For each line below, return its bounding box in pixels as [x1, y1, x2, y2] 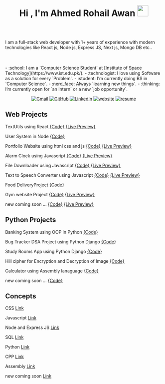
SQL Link [5, 334, 24, 340]
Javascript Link [5, 315, 36, 321]
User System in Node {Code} [5, 133, 65, 139]
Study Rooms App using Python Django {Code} [5, 248, 102, 254]
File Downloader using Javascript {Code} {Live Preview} [5, 162, 121, 168]
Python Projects [5, 216, 56, 224]
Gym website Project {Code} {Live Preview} [5, 191, 95, 197]
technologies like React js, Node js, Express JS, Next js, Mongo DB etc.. [5, 44, 152, 50]
